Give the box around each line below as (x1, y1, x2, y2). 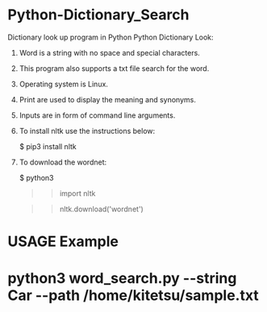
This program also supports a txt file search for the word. (19, 63, 210, 73)
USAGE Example (7, 232, 119, 251)
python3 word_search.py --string (7, 269, 237, 288)
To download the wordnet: (19, 157, 107, 167)
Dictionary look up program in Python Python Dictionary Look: (7, 32, 215, 42)
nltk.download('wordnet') (59, 204, 144, 214)
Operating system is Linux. (19, 79, 108, 89)
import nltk (59, 188, 96, 198)
